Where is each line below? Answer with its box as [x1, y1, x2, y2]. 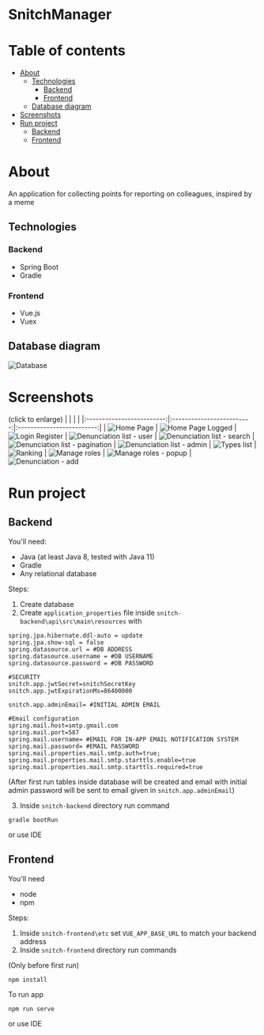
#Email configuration [8, 715, 80, 722]
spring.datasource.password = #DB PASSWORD [8, 659, 154, 667]
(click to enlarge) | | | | [8, 414, 81, 424]
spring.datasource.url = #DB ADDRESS [8, 645, 133, 654]
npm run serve [8, 1005, 55, 1013]
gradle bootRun [8, 816, 58, 824]
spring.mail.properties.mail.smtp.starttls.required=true [8, 763, 203, 771]
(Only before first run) [8, 960, 80, 970]
